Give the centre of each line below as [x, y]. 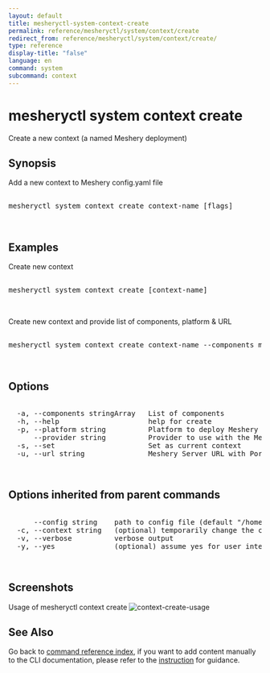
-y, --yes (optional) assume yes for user [129, 546]
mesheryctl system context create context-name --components [131, 345]
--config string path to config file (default [133, 522]
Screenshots [41, 588]
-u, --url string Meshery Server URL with [131, 453]
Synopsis [32, 163]
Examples [33, 247]
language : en [30, 61]
